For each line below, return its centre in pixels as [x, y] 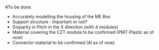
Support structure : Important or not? [50, 22]
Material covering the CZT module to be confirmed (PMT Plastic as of [83, 32]
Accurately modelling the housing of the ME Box [61, 16]
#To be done [18, 7]
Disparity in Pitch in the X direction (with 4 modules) [65, 27]
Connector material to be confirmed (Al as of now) [63, 43]
